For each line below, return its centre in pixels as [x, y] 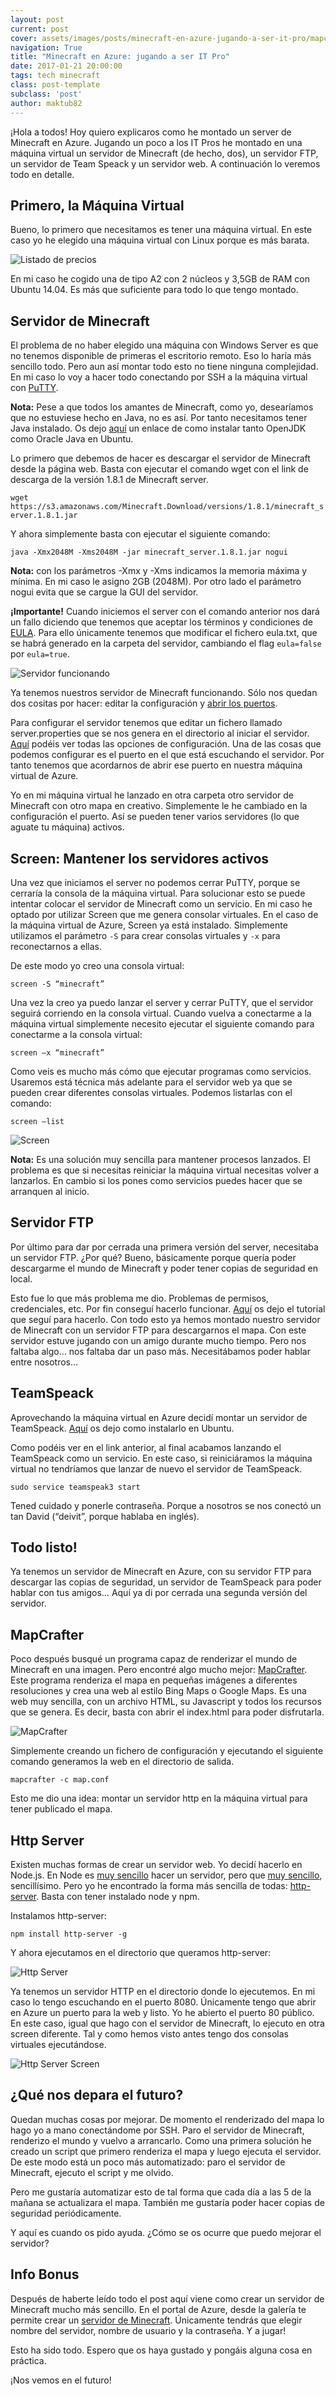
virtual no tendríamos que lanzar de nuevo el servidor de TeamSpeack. [156, 1468]
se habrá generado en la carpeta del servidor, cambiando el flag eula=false [166, 643]
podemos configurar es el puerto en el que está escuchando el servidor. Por [167, 755]
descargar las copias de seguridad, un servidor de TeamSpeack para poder [166, 1582]
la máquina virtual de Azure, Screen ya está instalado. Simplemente [149, 925]
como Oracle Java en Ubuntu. [72, 439]
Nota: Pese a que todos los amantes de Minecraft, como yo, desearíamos [162, 407]
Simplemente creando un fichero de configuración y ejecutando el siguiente [167, 1751]
